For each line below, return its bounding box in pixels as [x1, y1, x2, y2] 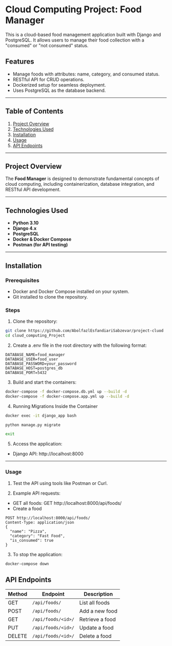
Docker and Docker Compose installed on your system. [12, 288, 130, 295]
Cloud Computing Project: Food [5, 4, 142, 15]
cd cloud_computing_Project [5, 333, 66, 338]
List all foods [79, 599, 110, 606]
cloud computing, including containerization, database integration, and [5, 181, 155, 187]
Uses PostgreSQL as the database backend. [12, 87, 106, 93]
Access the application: [12, 441, 62, 447]
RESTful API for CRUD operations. [12, 76, 84, 83]
